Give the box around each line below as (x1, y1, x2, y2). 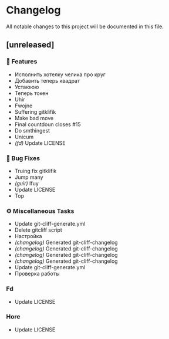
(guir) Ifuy (14, 179, 39, 187)
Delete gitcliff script (14, 226, 63, 233)
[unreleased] (6, 40, 55, 50)
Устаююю (14, 83, 39, 90)
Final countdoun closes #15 (14, 121, 81, 128)
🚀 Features (6, 57, 38, 66)
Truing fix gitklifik (14, 167, 57, 174)
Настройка (14, 233, 42, 240)
